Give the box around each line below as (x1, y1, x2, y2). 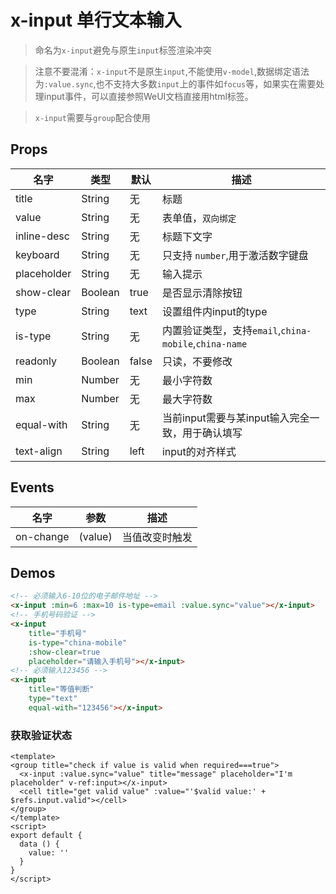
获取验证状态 (10, 728, 73, 742)
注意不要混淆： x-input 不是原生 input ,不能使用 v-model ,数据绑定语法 (34, 65, 310, 77)
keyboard (15, 247, 60, 261)
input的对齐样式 (161, 444, 237, 458)
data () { (19, 839, 60, 850)
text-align (15, 444, 63, 458)
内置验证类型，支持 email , (161, 323, 282, 337)
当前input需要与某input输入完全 (161, 411, 310, 425)
